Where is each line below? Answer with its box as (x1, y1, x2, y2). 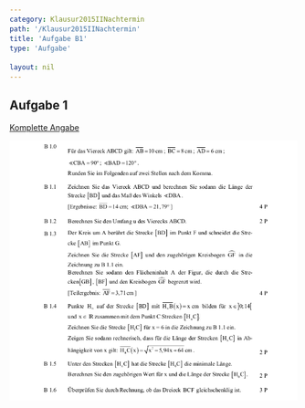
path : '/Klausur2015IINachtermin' (9, 24, 142, 34)
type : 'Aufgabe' (9, 44, 71, 53)
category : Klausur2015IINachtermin (9, 15, 145, 24)
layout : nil (9, 63, 55, 72)
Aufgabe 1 (9, 98, 68, 113)
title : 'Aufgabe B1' (9, 34, 89, 43)
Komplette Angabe (9, 121, 79, 132)
